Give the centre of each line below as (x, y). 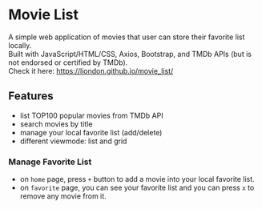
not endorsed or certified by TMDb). (68, 62)
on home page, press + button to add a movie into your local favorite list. (137, 179)
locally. (20, 45)
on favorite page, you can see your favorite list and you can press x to (137, 188)
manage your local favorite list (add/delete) (91, 132)
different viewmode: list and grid (73, 141)
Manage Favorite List (50, 162)
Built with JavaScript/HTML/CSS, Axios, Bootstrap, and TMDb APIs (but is (130, 54)
